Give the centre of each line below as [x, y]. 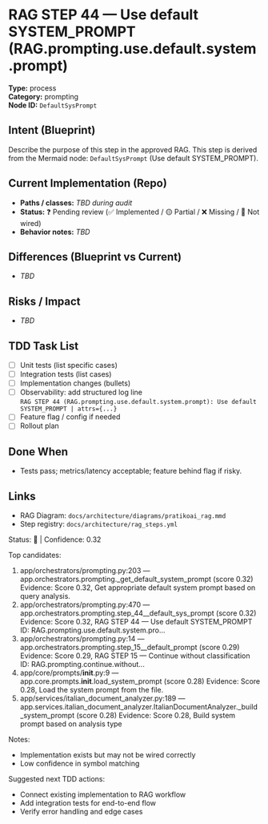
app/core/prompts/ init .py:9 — [69, 673]
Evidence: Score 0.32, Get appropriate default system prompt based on [138, 588]
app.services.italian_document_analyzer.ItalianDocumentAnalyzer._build [138, 707]
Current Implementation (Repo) [88, 183]
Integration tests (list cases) [66, 374]
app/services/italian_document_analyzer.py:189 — [102, 698]
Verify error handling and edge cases [81, 812]
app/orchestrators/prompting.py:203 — [85, 570]
